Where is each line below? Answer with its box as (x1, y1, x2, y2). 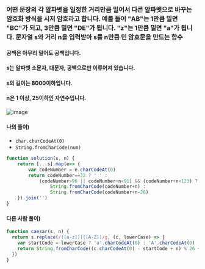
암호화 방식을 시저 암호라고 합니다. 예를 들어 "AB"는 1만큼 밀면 (6, 14, 178, 23)
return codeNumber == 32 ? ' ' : (28, 172, 108, 178)
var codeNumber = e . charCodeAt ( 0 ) (28, 167, 116, 173)
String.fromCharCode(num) (15, 145, 81, 151)
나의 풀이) (6, 123, 30, 131)
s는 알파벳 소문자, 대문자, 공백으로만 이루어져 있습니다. (6, 64, 135, 71)
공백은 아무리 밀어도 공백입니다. (6, 49, 81, 56)
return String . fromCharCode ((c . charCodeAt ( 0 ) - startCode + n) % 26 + (17, 245, 201, 251)
